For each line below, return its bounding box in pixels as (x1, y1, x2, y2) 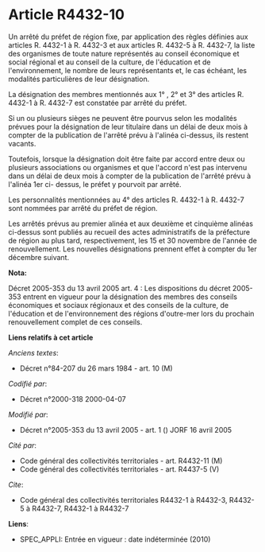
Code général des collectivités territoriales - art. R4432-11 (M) (19, 456, 223, 465)
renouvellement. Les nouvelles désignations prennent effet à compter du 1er (8, 244, 257, 254)
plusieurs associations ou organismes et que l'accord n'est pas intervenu (8, 162, 248, 172)
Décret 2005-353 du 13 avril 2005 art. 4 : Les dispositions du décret (8, 283, 232, 293)
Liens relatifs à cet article (8, 332, 94, 342)
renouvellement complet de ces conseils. (8, 317, 143, 327)
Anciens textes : (8, 348, 60, 357)
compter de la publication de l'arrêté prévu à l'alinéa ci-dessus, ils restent (8, 130, 249, 140)
